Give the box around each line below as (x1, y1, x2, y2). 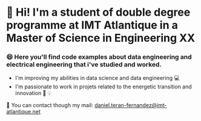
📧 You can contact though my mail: (6, 102, 94, 109)
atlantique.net (6, 108, 41, 116)
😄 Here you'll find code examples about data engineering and (6, 53, 192, 61)
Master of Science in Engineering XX (6, 31, 196, 45)
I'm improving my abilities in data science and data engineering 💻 (15, 74, 180, 82)
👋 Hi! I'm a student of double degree (6, 5, 191, 19)
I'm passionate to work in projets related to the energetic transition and (15, 83, 192, 90)
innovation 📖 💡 (15, 90, 52, 97)
